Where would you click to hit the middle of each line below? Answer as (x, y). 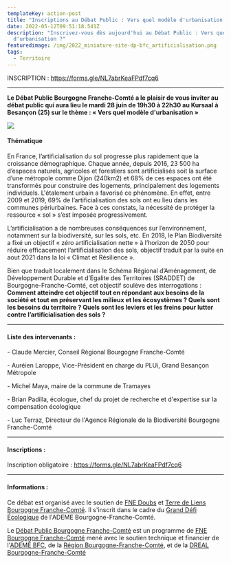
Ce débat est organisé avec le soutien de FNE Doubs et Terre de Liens (107, 502)
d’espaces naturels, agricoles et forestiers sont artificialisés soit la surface (112, 171)
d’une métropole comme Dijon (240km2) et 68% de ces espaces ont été (109, 178)
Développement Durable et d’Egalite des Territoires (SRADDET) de (101, 278)
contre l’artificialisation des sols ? (56, 315)
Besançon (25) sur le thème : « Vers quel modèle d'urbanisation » (103, 112)
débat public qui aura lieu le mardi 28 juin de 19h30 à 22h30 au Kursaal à (113, 105)
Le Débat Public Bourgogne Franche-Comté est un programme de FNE (107, 530)
